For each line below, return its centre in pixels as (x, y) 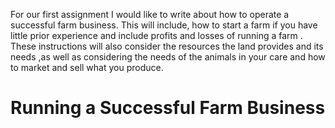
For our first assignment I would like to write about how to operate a (150, 14)
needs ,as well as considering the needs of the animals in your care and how (168, 57)
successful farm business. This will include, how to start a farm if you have (164, 25)
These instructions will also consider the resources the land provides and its (167, 46)
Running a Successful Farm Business (168, 108)
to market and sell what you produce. (87, 67)
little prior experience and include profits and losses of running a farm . (156, 35)
